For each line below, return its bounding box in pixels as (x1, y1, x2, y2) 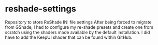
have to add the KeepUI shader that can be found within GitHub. (5, 34, 132, 40)
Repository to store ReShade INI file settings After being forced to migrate (5, 19, 152, 25)
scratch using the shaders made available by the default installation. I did (5, 29, 150, 35)
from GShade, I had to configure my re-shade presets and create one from (5, 24, 154, 30)
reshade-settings (5, 3, 76, 14)
